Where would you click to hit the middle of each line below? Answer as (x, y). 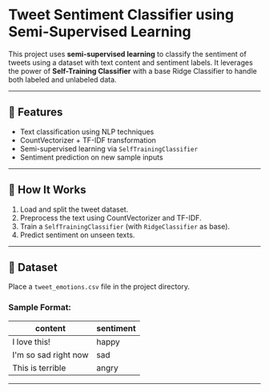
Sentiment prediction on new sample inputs (91, 157)
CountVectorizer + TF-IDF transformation (88, 140)
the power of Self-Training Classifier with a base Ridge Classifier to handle (133, 71)
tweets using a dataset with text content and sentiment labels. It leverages (131, 63)
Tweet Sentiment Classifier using (121, 15)
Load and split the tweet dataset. (74, 209)
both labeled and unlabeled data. (63, 79)
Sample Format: (40, 308)
